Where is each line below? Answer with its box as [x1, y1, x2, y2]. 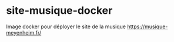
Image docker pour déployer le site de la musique [6, 23, 126, 30]
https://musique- [127, 23, 168, 30]
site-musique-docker [6, 4, 113, 17]
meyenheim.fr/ [6, 29, 42, 36]
